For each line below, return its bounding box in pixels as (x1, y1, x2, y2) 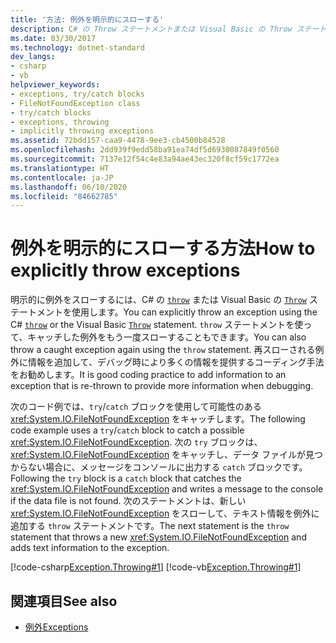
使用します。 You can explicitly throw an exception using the (71, 306, 318, 318)
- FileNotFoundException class (10, 98, 141, 108)
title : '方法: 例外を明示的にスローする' (10, 14, 165, 25)
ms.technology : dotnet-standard (10, 42, 145, 53)
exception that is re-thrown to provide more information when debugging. (10, 380, 314, 392)
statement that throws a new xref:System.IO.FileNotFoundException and (10, 531, 307, 543)
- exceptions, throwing (10, 117, 110, 127)
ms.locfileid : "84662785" (10, 191, 118, 201)
